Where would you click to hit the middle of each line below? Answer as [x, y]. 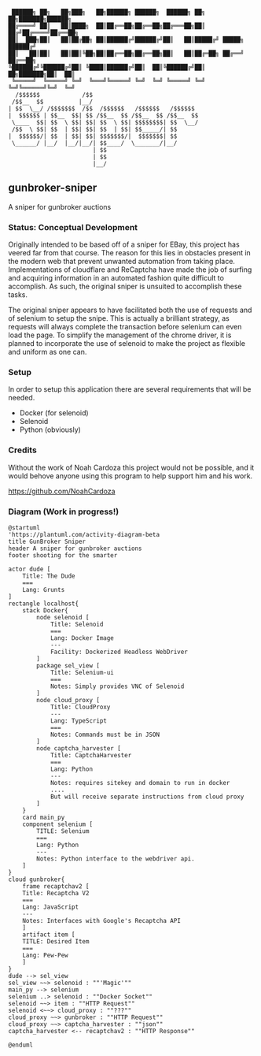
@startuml [24, 528]
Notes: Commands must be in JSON [105, 734]
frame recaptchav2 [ [56, 887]
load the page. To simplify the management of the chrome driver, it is [120, 335]
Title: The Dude [49, 576]
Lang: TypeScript [79, 721]
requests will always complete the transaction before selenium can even [125, 327]
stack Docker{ [45, 611]
